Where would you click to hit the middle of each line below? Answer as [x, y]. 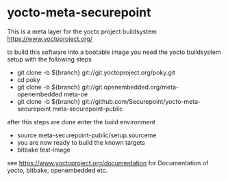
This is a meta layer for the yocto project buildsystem [82, 31]
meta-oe [76, 94]
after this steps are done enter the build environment [81, 122]
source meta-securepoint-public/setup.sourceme [87, 135]
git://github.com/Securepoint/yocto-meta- [141, 101]
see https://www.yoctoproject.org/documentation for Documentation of [108, 163]
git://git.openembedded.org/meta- [130, 87]
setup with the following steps [50, 59]
